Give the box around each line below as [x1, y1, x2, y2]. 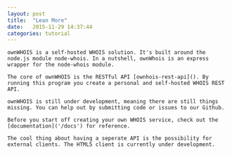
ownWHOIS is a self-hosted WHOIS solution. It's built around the [7, 49, 206, 56]
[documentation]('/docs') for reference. [7, 123, 131, 130]
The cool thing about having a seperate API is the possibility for [7, 135, 212, 142]
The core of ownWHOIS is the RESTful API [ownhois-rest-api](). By [7, 74, 210, 81]
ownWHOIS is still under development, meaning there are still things [7, 98, 219, 105]
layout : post [7, 10, 46, 18]
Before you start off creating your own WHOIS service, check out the [7, 116, 219, 123]
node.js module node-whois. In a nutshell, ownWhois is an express [7, 55, 210, 62]
